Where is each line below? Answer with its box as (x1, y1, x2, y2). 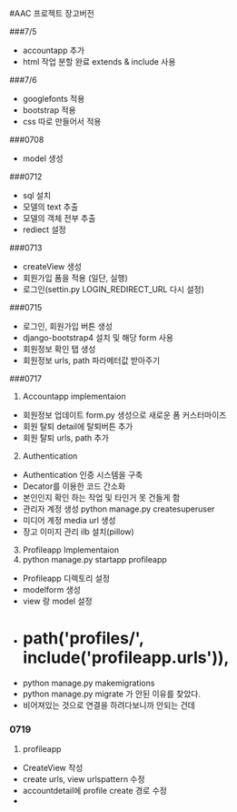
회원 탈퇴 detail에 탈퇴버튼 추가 (22, 421, 133, 431)
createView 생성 (22, 261, 83, 271)
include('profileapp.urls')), (22, 647, 230, 668)
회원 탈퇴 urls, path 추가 (22, 432, 109, 443)
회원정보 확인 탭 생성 (22, 344, 96, 354)
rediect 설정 (22, 224, 66, 235)
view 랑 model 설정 (22, 595, 93, 606)
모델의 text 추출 (22, 201, 79, 212)
